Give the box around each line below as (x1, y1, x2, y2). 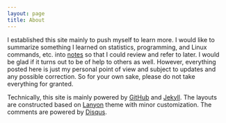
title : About (7, 17, 45, 23)
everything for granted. (7, 79, 74, 88)
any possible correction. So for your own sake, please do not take (7, 72, 196, 80)
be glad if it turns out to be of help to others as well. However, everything (7, 57, 217, 66)
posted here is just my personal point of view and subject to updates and (7, 65, 216, 73)
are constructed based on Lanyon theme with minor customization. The (7, 100, 212, 108)
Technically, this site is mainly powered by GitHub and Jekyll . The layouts (7, 93, 218, 101)
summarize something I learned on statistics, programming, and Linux (7, 43, 207, 51)
